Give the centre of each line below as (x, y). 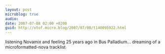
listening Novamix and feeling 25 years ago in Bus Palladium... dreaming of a (83, 42)
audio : (12, 19)
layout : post (18, 10)
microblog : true (22, 14)
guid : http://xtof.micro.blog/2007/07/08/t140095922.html (66, 28)
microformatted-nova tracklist (35, 47)
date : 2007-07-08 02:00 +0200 (36, 23)
